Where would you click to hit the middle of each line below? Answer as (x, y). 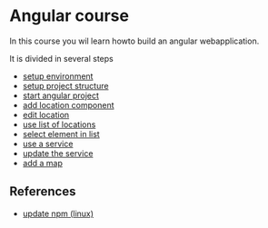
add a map (43, 163)
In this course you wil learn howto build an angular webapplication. (134, 41)
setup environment (58, 76)
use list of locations (59, 124)
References (43, 192)
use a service (48, 144)
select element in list (61, 134)
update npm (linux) (58, 213)
